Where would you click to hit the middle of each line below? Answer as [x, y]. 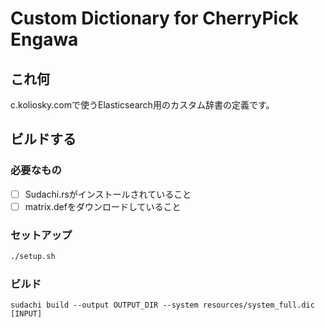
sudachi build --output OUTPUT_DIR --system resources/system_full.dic [162, 305]
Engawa [44, 39]
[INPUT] [26, 314]
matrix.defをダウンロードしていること [103, 206]
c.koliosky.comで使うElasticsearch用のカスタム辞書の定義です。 [142, 105]
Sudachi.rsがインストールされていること [108, 194]
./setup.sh [33, 257]
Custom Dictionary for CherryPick [154, 18]
